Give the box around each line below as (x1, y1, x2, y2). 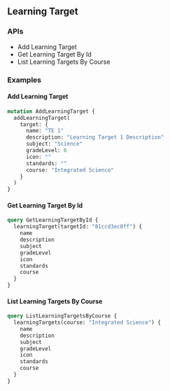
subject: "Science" (25, 140, 83, 148)
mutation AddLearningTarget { (7, 108, 96, 115)
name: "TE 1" (25, 128, 64, 135)
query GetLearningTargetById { (7, 217, 99, 224)
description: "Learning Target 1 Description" (25, 134, 164, 141)
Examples (7, 75, 42, 85)
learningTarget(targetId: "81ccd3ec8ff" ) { (13, 224, 142, 231)
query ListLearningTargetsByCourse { (7, 313, 118, 320)
